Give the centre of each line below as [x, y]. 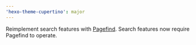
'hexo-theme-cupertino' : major [45, 12]
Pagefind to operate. [31, 35]
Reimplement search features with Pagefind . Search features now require [98, 29]
